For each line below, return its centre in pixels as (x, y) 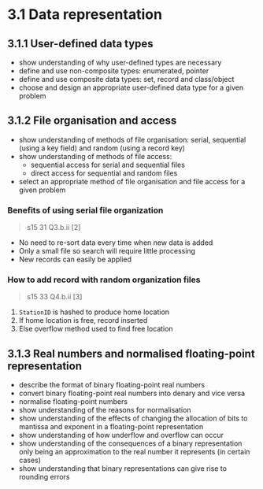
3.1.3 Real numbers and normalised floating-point (131, 353)
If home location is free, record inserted (83, 320)
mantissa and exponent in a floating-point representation (111, 427)
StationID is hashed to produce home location (94, 312)
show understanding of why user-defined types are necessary (120, 62)
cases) (30, 460)
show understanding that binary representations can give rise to (123, 469)
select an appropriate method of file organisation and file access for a (132, 181)
